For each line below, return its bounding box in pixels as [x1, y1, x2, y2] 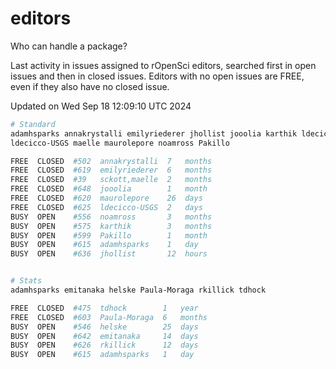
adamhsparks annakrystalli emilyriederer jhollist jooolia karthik [10, 128, 298, 139]
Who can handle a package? [10, 40, 128, 52]
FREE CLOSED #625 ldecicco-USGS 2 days [10, 202, 203, 212]
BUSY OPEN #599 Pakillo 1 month [10, 230, 208, 241]
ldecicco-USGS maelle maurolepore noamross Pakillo [10, 138, 230, 148]
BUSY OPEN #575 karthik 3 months [10, 221, 213, 231]
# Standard [10, 119, 56, 129]
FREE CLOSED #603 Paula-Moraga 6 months [10, 312, 208, 322]
